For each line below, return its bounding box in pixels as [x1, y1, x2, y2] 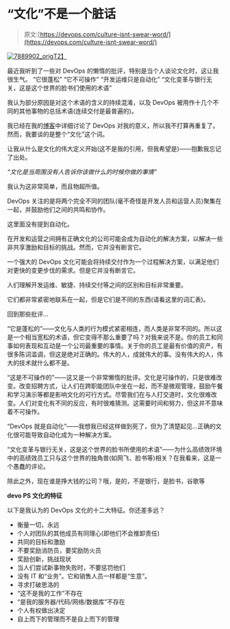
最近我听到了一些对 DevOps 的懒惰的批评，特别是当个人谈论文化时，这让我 [7, 66, 219, 75]
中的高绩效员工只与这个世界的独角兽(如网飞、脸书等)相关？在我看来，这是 [7, 454, 216, 462]
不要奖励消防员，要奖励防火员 [16, 546, 101, 554]
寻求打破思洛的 [16, 580, 60, 589]
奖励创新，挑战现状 [16, 554, 72, 563]
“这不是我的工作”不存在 [16, 589, 84, 597]
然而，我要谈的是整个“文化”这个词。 [7, 129, 109, 138]
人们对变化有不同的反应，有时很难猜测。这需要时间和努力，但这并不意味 [18, 399, 223, 407]
